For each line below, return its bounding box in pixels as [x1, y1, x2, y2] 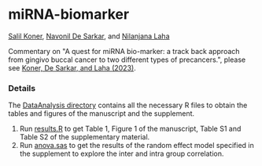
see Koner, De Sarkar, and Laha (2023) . [8, 63, 136, 72]
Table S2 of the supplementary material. [19, 132, 150, 142]
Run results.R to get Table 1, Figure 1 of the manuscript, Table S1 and [19, 124, 242, 134]
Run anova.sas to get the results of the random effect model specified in [19, 141, 254, 150]
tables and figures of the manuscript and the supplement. [8, 109, 195, 118]
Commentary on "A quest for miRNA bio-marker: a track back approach [8, 46, 240, 56]
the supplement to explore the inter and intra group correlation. [19, 149, 224, 158]
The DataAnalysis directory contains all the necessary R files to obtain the [8, 100, 248, 110]
